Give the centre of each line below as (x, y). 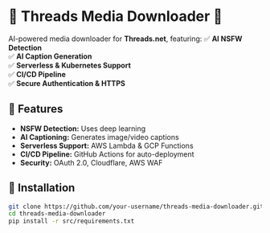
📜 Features (36, 109)
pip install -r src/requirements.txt (72, 221)
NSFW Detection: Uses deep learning (83, 129)
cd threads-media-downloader (57, 214)
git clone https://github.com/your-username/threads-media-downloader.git (136, 206)
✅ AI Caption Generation (50, 56)
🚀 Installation (42, 188)
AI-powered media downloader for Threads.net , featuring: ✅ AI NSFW (125, 39)
